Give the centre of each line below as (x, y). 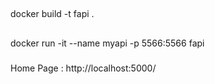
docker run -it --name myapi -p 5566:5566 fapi (107, 43)
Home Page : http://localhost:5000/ (83, 68)
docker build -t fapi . (52, 14)
